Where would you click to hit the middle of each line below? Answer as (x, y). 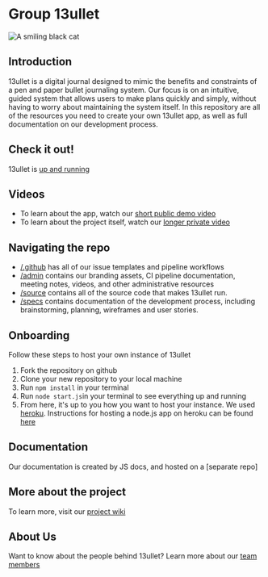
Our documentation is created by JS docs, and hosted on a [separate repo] (133, 466)
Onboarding (39, 335)
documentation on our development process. (84, 124)
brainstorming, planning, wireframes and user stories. (109, 310)
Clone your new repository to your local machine (101, 379)
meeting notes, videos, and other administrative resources (117, 284)
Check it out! (41, 150)
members (24, 565)
